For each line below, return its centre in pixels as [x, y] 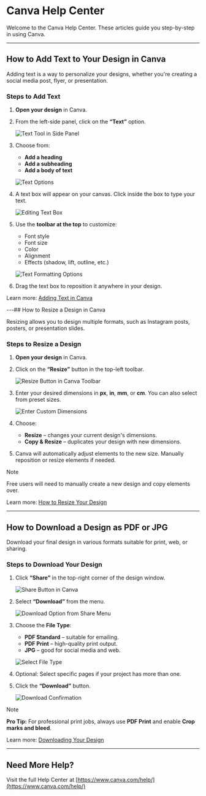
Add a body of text [48, 170]
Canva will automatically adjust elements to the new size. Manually [99, 454]
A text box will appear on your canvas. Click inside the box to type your [105, 194]
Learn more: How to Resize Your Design [57, 502]
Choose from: [32, 145]
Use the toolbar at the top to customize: [66, 224]
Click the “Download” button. [53, 686]
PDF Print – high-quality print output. [71, 644]
